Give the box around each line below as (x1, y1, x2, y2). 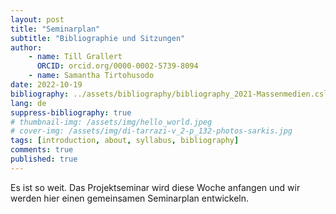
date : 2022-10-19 (10, 80, 83, 90)
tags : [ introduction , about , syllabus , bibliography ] (10, 136, 240, 146)
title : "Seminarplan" (10, 24, 101, 34)
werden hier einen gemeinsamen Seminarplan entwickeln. (10, 192, 250, 204)
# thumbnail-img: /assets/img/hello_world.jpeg (10, 117, 213, 127)
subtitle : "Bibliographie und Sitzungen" (10, 33, 186, 43)
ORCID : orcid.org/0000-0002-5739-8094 (36, 61, 199, 71)
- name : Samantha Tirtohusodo (28, 71, 155, 81)
